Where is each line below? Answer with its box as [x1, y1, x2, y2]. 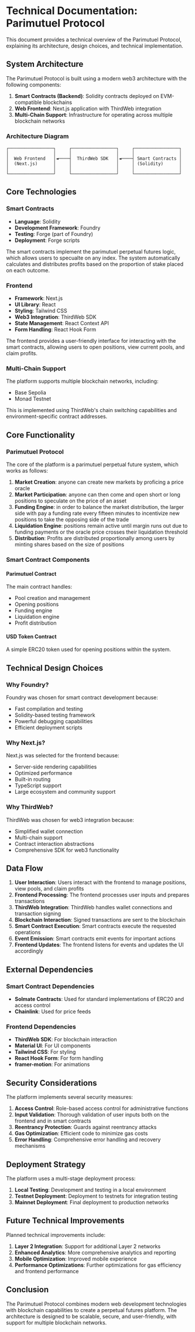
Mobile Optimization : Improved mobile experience [14, 1255, 137, 1262]
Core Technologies [6, 187, 77, 197]
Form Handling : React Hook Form [14, 326, 97, 333]
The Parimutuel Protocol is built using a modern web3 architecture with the [6, 75, 187, 82]
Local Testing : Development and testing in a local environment [14, 1186, 166, 1193]
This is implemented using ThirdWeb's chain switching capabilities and [6, 407, 177, 414]
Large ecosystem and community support [14, 788, 116, 795]
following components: [6, 81, 61, 88]
